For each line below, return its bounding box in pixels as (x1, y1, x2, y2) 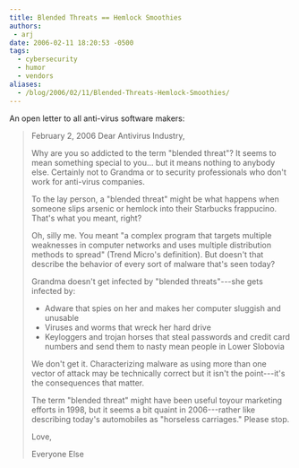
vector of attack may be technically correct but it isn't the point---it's (30, 368, 286, 378)
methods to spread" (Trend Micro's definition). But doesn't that (30, 248, 264, 260)
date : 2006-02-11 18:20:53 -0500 (9, 38, 134, 48)
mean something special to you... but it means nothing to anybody (30, 157, 276, 168)
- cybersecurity (17, 55, 78, 64)
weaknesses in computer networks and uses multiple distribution (30, 239, 271, 250)
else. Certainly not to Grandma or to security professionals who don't (30, 167, 286, 178)
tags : (9, 47, 30, 56)
